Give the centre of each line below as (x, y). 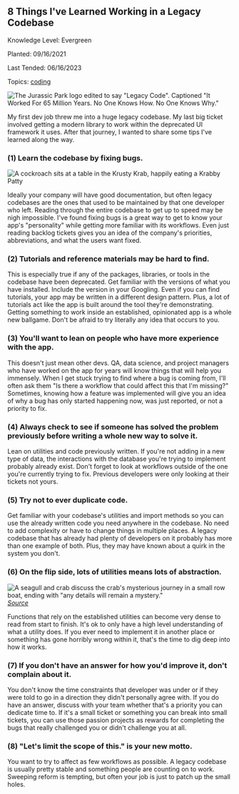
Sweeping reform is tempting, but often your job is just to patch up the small (119, 777)
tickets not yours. (33, 482)
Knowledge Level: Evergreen (50, 40)
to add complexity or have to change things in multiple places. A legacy (112, 531)
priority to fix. (27, 408)
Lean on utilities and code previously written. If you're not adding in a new (116, 451)
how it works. (27, 647)
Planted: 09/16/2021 (37, 54)
